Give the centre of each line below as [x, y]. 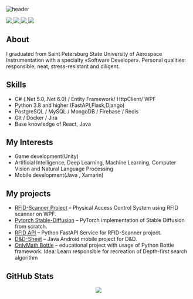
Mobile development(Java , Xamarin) [59, 175]
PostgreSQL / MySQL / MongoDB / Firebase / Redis [77, 111]
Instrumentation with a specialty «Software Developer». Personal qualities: [96, 60]
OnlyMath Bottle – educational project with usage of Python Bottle [94, 245]
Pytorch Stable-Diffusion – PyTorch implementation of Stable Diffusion [99, 220]
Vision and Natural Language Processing [64, 169]
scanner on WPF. [35, 214]
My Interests [30, 142]
